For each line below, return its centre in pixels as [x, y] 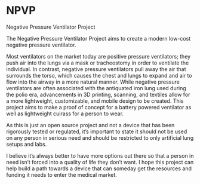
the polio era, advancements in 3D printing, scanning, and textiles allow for [98, 94]
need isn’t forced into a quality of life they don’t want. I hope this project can [100, 162]
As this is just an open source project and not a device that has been [90, 125]
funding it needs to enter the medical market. [62, 174]
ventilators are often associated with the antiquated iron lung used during [96, 88]
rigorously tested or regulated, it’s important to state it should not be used [97, 131]
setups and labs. [27, 144]
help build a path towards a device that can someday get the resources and [99, 168]
